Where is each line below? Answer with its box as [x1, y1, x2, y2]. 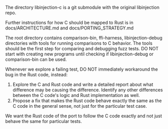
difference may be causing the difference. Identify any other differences [12, 87, 163, 93]
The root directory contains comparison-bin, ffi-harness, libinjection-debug [5, 35, 163, 41]
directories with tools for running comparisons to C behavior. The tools [5, 40, 153, 46]
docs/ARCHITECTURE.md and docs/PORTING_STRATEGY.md [5, 25, 134, 31]
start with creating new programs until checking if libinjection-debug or [5, 51, 154, 57]
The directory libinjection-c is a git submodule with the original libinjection [5, 5, 159, 10]
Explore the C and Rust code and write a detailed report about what [12, 81, 153, 87]
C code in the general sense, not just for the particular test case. [12, 103, 147, 109]
